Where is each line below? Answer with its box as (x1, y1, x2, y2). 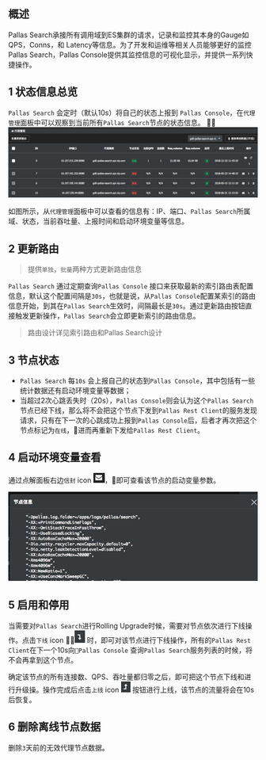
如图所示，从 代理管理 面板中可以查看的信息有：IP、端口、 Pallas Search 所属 (8, 207, 251, 216)
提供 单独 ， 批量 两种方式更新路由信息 (27, 265, 142, 274)
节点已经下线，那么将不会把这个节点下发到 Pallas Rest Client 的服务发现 (19, 405, 257, 414)
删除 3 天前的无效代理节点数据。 (8, 743, 109, 752)
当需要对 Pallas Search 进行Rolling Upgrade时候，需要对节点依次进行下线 (8, 621, 245, 630)
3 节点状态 (8, 353, 59, 367)
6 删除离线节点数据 (8, 720, 101, 734)
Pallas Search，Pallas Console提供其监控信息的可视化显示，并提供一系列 (8, 50, 247, 59)
